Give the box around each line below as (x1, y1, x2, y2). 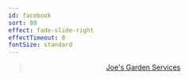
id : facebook (8, 11, 52, 20)
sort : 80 (8, 19, 37, 27)
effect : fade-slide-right (8, 26, 94, 34)
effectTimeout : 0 (8, 33, 66, 42)
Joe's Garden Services (106, 62, 181, 72)
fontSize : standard (8, 41, 73, 49)
